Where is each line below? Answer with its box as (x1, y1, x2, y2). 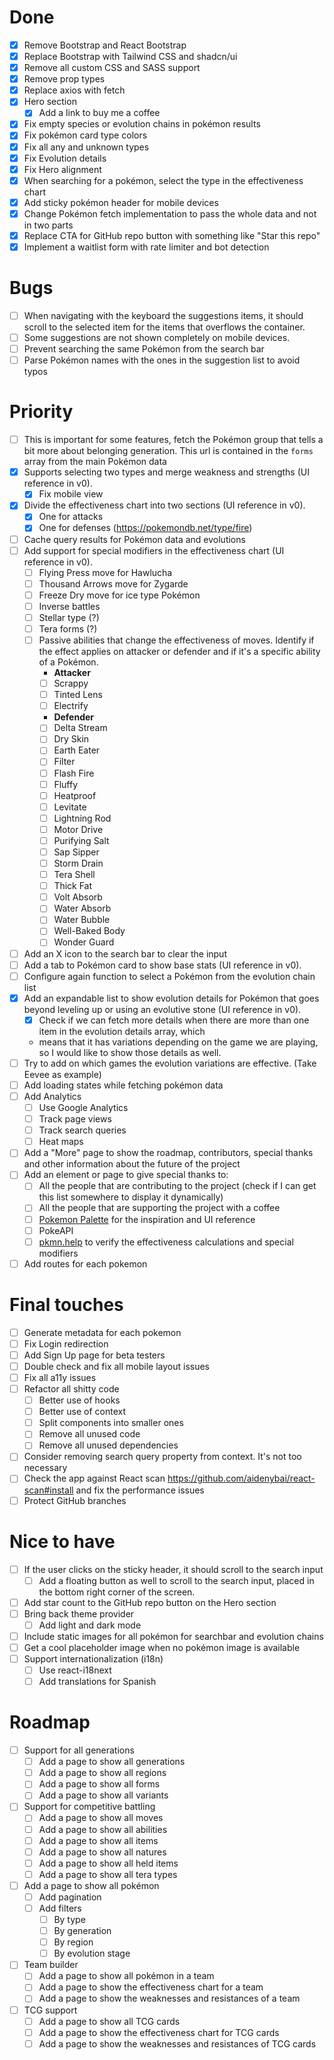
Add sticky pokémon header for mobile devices (23, 196, 219, 208)
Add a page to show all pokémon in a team (38, 1970, 215, 1982)
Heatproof (53, 789, 97, 801)
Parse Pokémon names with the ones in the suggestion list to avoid (23, 354, 301, 366)
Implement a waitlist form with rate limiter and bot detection (23, 241, 270, 253)
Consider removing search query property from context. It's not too (23, 1451, 302, 1463)
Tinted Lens (53, 689, 103, 701)
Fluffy (53, 778, 78, 790)
